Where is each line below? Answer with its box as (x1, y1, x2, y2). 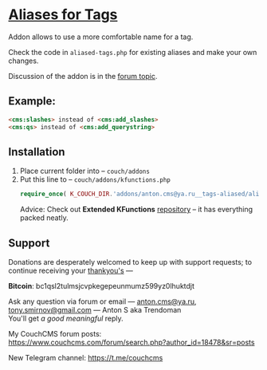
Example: (8, 94, 56, 108)
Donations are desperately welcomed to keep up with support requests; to (8, 258, 253, 266)
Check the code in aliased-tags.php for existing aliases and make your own (8, 47, 257, 57)
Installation (8, 145, 65, 159)
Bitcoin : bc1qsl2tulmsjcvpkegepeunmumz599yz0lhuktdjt (8, 281, 195, 290)
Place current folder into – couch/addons (19, 166, 150, 176)
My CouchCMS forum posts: (8, 329, 102, 338)
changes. (8, 56, 39, 65)
